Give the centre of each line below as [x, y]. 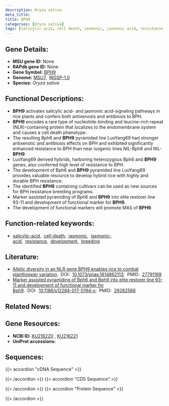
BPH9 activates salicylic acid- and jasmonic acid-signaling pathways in [86, 111]
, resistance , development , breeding [61, 241]
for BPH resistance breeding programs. [53, 191]
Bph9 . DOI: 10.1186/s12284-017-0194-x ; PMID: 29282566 [74, 291]
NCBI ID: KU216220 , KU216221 [45, 336]
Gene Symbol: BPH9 [34, 72]
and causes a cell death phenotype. [50, 132]
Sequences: [24, 357]
